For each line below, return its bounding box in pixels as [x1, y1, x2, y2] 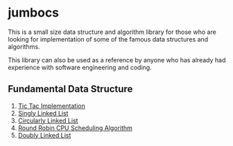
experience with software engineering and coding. [8, 63, 152, 71]
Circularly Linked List [17, 116, 78, 125]
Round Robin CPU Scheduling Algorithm [17, 123, 132, 132]
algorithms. [8, 42, 40, 51]
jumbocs [8, 5, 60, 21]
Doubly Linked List [17, 131, 71, 139]
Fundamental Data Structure [8, 83, 133, 95]
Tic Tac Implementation [17, 102, 85, 110]
